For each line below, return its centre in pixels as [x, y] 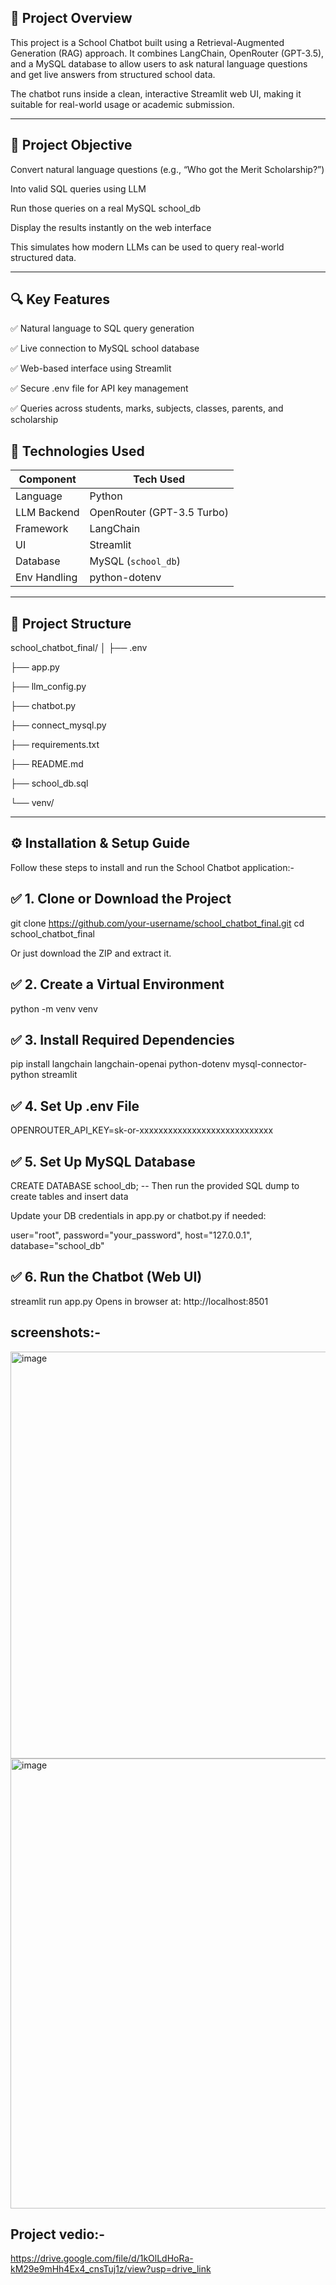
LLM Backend [47, 513]
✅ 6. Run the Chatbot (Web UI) [106, 1277]
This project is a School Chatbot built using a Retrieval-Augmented [147, 42]
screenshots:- [56, 1332]
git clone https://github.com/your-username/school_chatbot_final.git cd [157, 923]
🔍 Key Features [60, 299]
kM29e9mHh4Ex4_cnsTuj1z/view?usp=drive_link [111, 2269]
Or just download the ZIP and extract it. [91, 953]
